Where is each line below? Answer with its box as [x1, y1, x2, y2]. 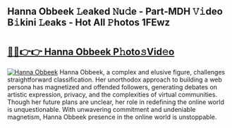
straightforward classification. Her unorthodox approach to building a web [7, 75, 222, 84]
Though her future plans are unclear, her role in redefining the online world [7, 98, 224, 106]
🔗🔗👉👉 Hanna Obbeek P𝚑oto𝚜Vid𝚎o [7, 46, 175, 58]
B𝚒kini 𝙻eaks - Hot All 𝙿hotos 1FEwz [7, 17, 171, 29]
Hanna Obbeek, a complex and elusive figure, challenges [59, 68, 226, 76]
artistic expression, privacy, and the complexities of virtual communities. [7, 91, 217, 98]
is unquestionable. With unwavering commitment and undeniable [7, 105, 196, 113]
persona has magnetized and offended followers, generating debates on [7, 83, 217, 91]
